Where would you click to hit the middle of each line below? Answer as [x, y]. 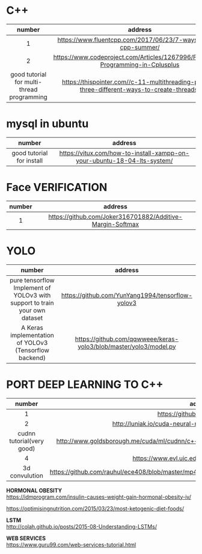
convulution [26, 475]
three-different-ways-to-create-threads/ [140, 89]
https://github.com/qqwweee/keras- [127, 339]
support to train [32, 303]
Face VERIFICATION [57, 188]
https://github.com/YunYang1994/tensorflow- [127, 295]
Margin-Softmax [115, 224]
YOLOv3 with [32, 295]
